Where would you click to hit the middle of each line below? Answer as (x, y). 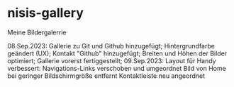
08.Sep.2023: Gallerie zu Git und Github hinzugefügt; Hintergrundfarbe (111, 46)
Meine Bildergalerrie (37, 32)
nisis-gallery (45, 13)
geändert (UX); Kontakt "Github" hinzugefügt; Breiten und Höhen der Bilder (117, 53)
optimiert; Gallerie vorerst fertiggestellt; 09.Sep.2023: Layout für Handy (112, 60)
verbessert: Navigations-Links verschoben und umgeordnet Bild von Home (117, 68)
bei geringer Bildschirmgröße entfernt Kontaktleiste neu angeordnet (106, 76)
